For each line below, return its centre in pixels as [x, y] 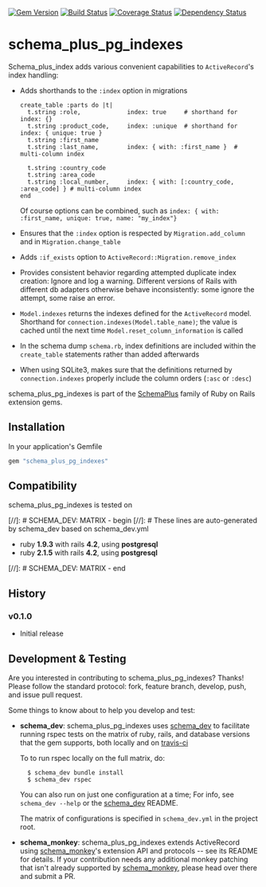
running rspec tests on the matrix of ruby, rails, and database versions [135, 734]
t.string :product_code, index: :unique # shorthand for [133, 126]
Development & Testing [67, 658]
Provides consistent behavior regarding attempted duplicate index [128, 272]
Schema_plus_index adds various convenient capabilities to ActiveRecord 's [131, 66]
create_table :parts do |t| [66, 105]
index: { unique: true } [61, 133]
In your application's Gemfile [55, 446]
